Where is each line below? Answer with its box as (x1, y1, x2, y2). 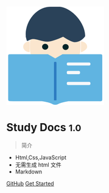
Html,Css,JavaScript (15, 154, 67, 161)
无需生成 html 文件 (15, 161, 62, 168)
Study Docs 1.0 (6, 121, 82, 135)
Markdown (15, 168, 43, 175)
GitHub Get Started (6, 180, 54, 187)
